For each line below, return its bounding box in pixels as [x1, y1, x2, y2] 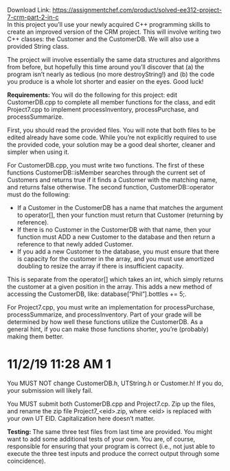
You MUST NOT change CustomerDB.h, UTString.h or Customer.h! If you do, [7, 379, 224, 387]
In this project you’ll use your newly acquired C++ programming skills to [7, 21, 211, 28]
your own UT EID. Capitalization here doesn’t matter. [7, 414, 156, 422]
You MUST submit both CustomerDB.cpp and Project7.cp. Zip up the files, [7, 400, 216, 408]
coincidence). [7, 457, 46, 465]
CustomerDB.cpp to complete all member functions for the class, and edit [7, 98, 216, 106]
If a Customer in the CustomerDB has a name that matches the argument [16, 204, 223, 211]
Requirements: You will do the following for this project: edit [7, 91, 178, 99]
